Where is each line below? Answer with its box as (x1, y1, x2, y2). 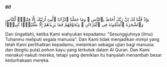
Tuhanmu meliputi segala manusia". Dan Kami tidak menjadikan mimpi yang (5, 36, 160, 42)
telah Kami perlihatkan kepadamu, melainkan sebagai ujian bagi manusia (5, 41, 154, 47)
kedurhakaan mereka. (5, 57, 50, 63)
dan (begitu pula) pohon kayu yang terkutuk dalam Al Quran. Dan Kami (5, 47, 150, 53)
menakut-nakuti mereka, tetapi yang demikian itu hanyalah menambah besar (5, 52, 162, 58)
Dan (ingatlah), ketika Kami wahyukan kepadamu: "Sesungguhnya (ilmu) (5, 31, 153, 37)
